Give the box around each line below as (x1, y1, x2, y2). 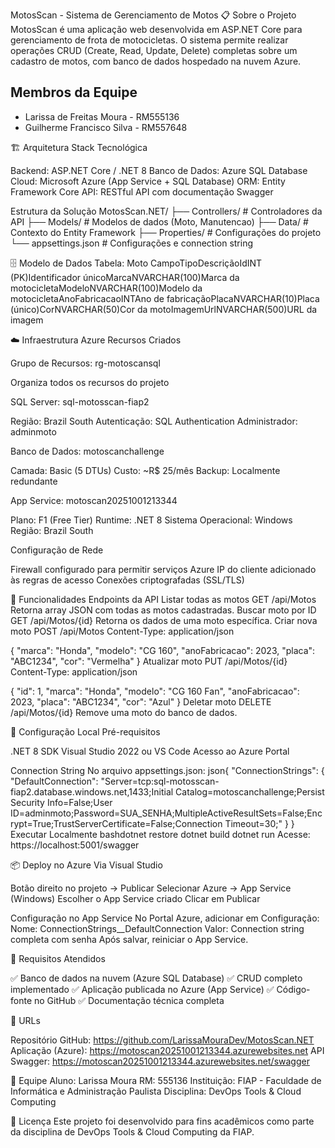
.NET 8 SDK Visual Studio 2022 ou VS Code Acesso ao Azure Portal (10, 745, 290, 757)
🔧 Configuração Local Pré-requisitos (10, 725, 161, 738)
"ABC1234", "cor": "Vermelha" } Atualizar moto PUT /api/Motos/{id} (10, 655, 288, 667)
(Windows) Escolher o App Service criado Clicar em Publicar (10, 892, 261, 904)
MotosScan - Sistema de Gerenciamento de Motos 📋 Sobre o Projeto (10, 9, 297, 21)
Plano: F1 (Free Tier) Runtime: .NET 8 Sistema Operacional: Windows (10, 514, 293, 526)
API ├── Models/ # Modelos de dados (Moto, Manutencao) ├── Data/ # (10, 215, 309, 228)
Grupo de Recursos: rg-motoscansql (10, 357, 161, 369)
